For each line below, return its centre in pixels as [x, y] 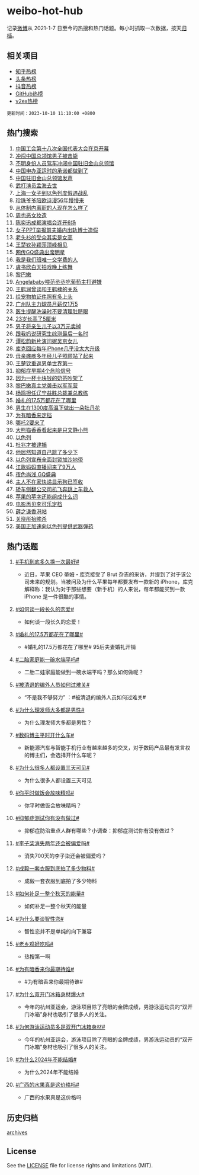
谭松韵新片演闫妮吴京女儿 [46, 341]
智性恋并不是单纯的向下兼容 [58, 931]
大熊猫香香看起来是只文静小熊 [52, 430]
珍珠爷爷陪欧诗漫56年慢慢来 [50, 200]
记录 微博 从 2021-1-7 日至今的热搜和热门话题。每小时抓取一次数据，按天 [94, 28]
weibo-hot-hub [45, 11]
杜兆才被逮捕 [31, 444]
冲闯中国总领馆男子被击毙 [46, 156]
